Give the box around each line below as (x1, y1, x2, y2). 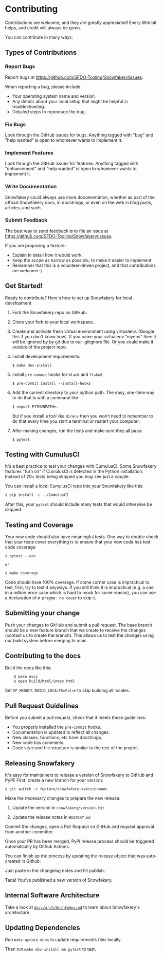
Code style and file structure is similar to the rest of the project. (12, 745, 140, 751)
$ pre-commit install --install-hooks (12, 381, 91, 386)
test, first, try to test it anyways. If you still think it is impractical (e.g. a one (5, 585, 154, 590)
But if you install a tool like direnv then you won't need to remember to (12, 413, 153, 419)
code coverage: (5, 544, 36, 550)
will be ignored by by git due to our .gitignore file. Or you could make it (12, 339, 154, 345)
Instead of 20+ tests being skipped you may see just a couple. (5, 474, 130, 479)
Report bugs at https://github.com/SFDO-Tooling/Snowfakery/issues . (5, 74, 144, 80)
